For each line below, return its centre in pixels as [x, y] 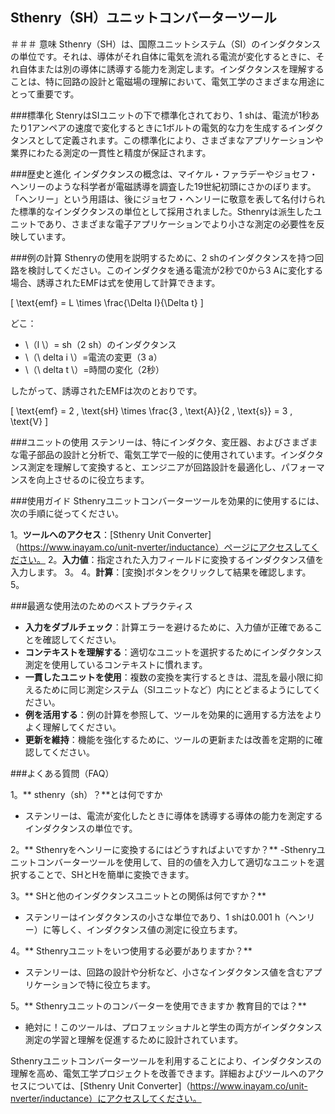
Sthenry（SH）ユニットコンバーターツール [143, 18]
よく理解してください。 [73, 727]
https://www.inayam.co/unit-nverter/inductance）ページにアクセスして [165, 547]
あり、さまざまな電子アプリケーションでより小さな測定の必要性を [180, 224]
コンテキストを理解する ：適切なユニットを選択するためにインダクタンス [173, 652]
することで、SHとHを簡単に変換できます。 [106, 874]
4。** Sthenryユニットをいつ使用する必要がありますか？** [131, 950]
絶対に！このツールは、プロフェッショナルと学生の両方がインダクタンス [173, 1027]
